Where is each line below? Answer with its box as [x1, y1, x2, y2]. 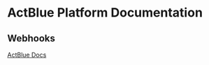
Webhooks [7, 32, 56, 44]
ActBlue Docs [7, 50, 47, 59]
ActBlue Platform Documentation [7, 5, 203, 21]
